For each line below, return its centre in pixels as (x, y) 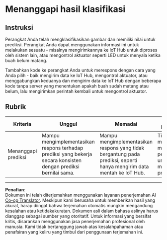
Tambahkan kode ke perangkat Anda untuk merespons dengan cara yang (80, 70)
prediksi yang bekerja (67, 154)
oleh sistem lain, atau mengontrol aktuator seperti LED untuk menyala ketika (83, 55)
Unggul (68, 124)
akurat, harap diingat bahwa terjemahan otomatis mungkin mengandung (79, 205)
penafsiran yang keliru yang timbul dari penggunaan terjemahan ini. (74, 232)
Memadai (126, 124)
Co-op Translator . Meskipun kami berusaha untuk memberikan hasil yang (80, 200)
